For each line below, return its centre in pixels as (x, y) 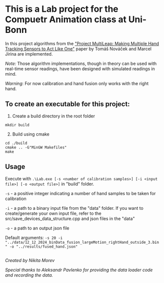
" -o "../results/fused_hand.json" (41, 247)
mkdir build (17, 125)
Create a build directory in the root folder (54, 116)
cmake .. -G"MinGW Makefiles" (36, 147)
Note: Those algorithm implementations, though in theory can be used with (81, 63)
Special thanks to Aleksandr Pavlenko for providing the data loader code (79, 270)
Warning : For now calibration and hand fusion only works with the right (77, 83)
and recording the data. (29, 275)
